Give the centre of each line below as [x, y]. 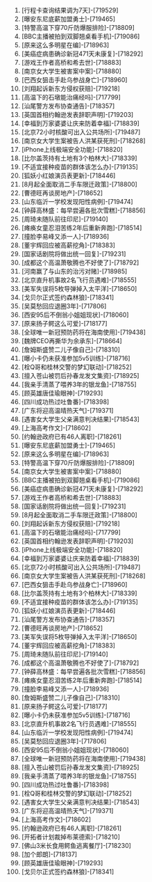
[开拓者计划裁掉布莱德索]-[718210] [71, 837]
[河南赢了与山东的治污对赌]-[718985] [74, 271]
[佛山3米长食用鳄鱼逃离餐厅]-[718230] [76, 845]
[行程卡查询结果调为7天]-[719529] [70, 10]
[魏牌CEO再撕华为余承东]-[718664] [71, 341]
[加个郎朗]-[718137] [49, 854]
